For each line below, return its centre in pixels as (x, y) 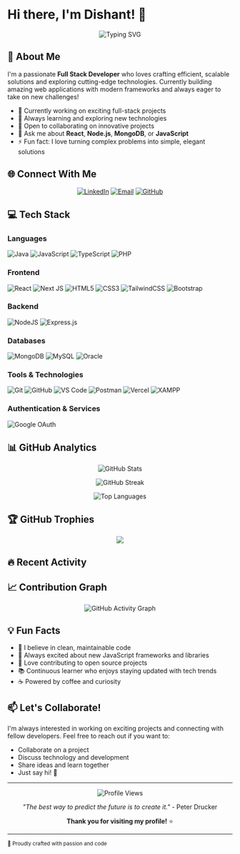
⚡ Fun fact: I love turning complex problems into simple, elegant (111, 141)
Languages (27, 238)
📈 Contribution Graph (57, 587)
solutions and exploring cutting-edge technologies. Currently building (110, 81)
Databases (26, 341)
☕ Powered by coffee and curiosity (69, 682)
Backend (23, 306)
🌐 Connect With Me (52, 174)
